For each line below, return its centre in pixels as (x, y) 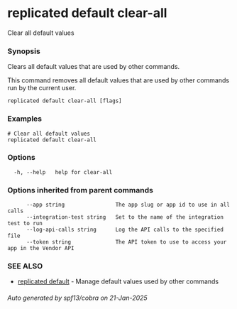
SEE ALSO (25, 266)
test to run (25, 224)
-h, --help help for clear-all (63, 172)
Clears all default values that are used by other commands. (94, 67)
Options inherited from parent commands (81, 190)
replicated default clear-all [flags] (65, 101)
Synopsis (24, 51)
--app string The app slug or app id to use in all (128, 205)
